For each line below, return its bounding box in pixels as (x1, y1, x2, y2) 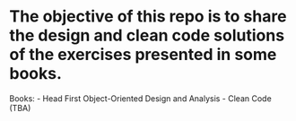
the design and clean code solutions (9, 25, 285, 46)
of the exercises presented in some (9, 45, 277, 65)
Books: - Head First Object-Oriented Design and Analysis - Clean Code (9, 92, 272, 104)
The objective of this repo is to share (9, 6, 287, 27)
